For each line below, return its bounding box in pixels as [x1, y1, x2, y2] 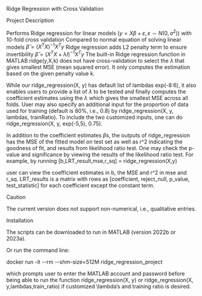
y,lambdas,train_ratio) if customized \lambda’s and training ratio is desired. [6, 283, 191, 290]
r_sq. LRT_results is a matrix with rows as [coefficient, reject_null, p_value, [6, 175, 190, 183]
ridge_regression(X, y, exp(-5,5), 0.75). [6, 120, 103, 127]
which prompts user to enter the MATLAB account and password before [6, 269, 185, 277]
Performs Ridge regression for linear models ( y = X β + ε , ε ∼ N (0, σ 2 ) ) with [6, 28, 192, 37]
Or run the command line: [6, 247, 70, 254]
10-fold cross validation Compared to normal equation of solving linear [6, 36, 181, 43]
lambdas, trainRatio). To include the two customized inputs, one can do [6, 113, 183, 121]
